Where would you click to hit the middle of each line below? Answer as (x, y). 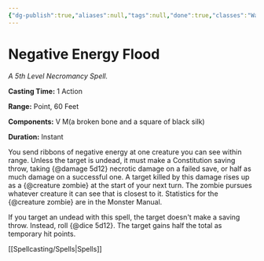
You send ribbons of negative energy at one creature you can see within (125, 152)
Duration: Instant (36, 136)
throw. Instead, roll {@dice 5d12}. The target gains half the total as (115, 225)
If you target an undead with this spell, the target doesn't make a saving (124, 217)
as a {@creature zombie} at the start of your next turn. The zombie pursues (130, 185)
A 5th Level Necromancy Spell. (58, 76)
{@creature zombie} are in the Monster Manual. (85, 201)
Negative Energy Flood (84, 54)
